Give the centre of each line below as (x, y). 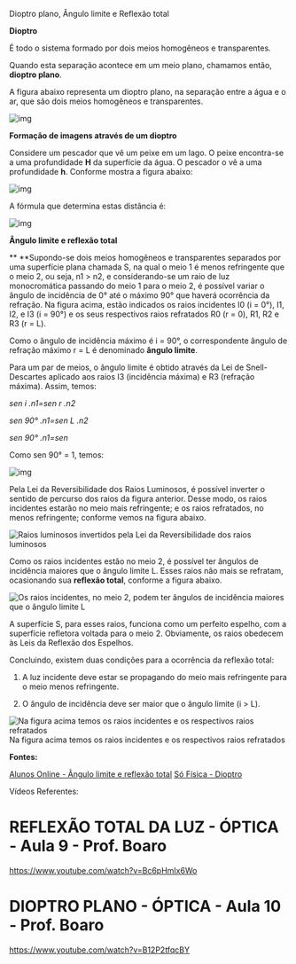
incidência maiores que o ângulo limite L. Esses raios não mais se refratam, (146, 571)
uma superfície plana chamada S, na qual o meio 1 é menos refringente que (147, 267)
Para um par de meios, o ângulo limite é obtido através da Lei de (127, 367)
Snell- (257, 367)
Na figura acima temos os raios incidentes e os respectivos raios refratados (147, 740)
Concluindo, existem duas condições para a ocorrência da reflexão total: (142, 660)
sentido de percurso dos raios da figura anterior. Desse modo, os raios (138, 498)
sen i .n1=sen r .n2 (43, 403)
